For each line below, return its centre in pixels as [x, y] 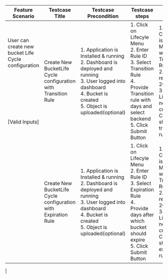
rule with [140, 100]
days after [142, 215]
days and [141, 106]
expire [137, 240]
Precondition [103, 16]
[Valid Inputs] [23, 122]
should [138, 234]
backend [140, 119]
